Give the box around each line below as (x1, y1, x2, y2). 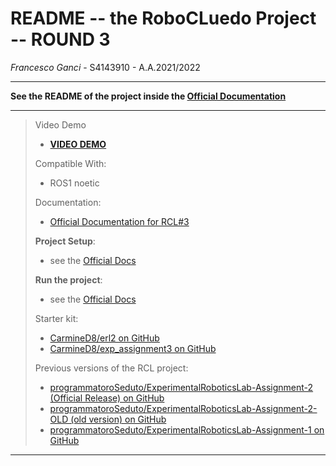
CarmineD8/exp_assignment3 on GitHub (49, 342, 217, 354)
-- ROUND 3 (10, 28, 111, 51)
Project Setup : (34, 235, 96, 247)
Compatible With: (34, 157, 107, 169)
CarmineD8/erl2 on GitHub (49, 332, 160, 344)
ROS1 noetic (49, 177, 100, 189)
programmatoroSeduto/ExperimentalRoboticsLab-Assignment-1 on (49, 423, 325, 436)
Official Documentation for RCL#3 (49, 215, 190, 227)
